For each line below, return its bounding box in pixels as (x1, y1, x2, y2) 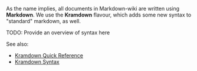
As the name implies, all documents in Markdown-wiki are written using (6, 5, 180, 12)
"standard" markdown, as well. (6, 18, 81, 24)
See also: (6, 41, 29, 47)
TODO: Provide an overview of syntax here (6, 29, 110, 36)
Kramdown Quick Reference (14, 52, 84, 59)
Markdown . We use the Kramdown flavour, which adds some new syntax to (6, 11, 192, 18)
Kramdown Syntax (14, 59, 60, 65)
